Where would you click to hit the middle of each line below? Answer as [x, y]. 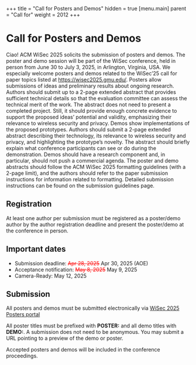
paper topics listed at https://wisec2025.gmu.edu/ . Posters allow [84, 79]
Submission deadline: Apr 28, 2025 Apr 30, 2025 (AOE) [81, 263]
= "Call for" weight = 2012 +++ [43, 15]
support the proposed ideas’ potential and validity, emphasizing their [89, 117]
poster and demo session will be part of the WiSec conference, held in [91, 60]
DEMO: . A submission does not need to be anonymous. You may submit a [95, 332]
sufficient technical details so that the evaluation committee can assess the [97, 98]
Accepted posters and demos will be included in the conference [83, 350]
